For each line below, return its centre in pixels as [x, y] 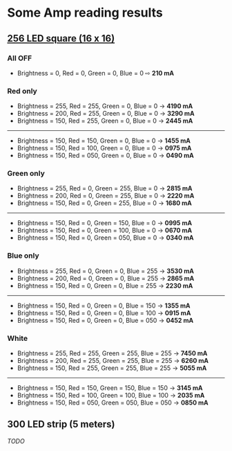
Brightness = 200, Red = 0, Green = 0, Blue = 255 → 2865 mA [106, 278]
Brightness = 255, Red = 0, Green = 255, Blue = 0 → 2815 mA [105, 188]
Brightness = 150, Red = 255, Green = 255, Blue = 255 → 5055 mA [112, 368]
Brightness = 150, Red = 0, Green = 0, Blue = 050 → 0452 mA [105, 320]
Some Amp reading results [85, 13]
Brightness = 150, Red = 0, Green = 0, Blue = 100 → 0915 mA [104, 312]
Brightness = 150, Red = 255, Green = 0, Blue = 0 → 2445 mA [105, 121]
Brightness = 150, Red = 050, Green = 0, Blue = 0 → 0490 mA [106, 156]
